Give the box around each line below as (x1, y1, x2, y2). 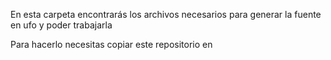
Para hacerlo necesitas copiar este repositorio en (10, 39, 213, 50)
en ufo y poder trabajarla (10, 19, 113, 31)
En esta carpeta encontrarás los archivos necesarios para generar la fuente (10, 9, 322, 20)
